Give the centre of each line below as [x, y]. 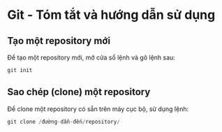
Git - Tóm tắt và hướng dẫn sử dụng [111, 15]
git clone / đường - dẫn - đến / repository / [64, 122]
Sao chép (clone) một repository [79, 92]
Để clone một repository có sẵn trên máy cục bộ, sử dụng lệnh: [98, 109]
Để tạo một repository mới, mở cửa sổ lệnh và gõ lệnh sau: [91, 57]
